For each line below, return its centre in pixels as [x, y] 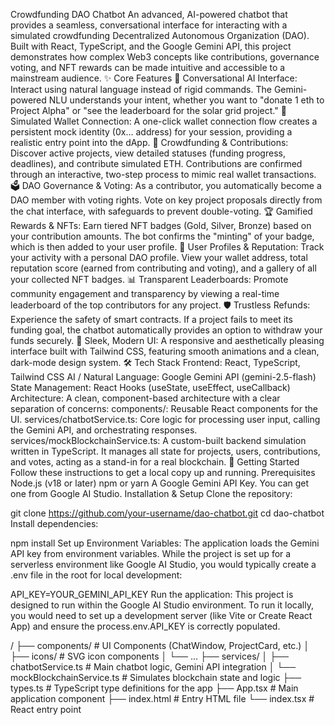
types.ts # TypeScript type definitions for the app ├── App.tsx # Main [154, 688]
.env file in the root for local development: [96, 575]
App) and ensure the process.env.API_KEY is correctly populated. [145, 626]
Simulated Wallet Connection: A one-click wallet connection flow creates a [164, 121]
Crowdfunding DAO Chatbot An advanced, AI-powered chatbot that [149, 14]
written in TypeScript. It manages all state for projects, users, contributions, [165, 451]
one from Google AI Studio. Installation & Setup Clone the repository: [151, 493]
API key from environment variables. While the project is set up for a [151, 553]
